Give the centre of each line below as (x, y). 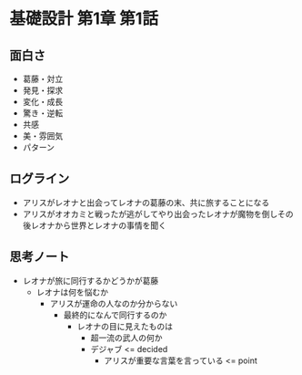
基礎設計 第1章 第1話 (84, 19)
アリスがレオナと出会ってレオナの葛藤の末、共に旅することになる (146, 203)
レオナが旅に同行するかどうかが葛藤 (91, 280)
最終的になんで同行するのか (115, 315)
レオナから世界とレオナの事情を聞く (98, 225)
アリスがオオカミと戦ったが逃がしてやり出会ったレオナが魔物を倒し (150, 214)
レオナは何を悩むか (72, 292)
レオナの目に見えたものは (125, 326)
